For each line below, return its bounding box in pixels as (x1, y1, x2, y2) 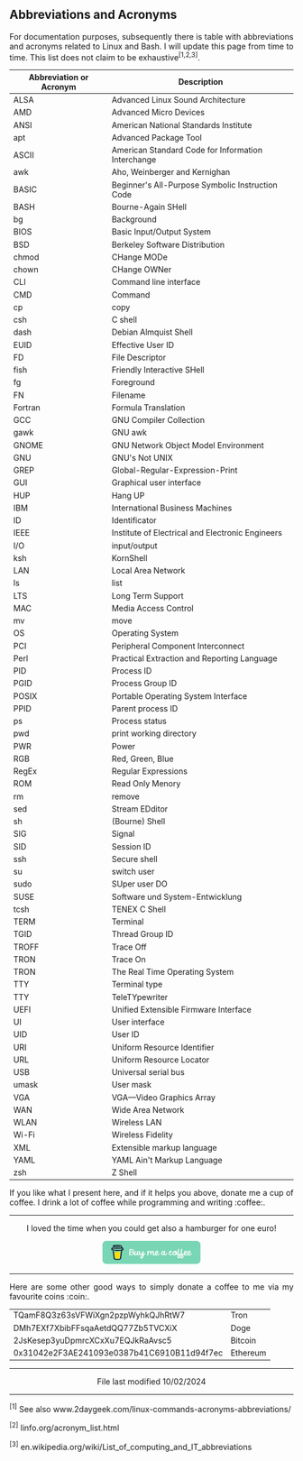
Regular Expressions (111, 766, 188, 776)
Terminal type (111, 979, 163, 990)
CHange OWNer (111, 264, 172, 275)
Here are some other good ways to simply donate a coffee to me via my (9, 1281, 294, 1292)
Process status (111, 716, 167, 727)
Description (178, 77, 224, 87)
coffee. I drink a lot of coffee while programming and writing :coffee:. (9, 1197, 266, 1208)
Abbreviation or (28, 71, 89, 82)
